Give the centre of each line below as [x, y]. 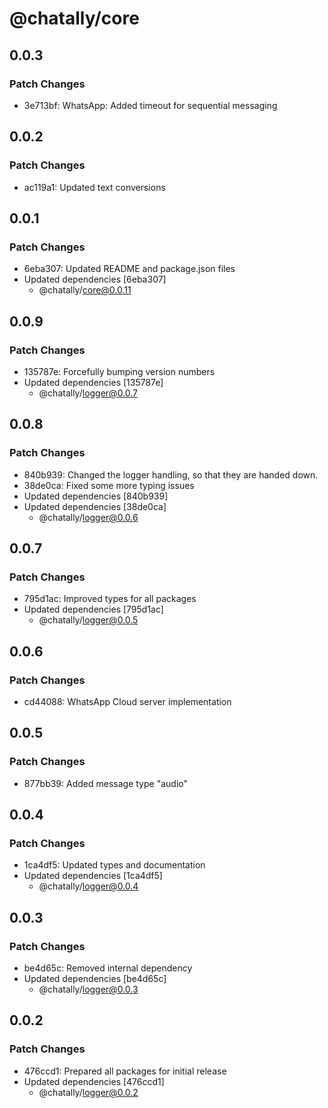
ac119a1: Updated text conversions [94, 187]
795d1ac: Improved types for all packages [110, 599]
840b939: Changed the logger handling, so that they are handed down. [171, 474]
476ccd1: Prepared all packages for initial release [125, 1071]
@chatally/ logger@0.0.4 [88, 886]
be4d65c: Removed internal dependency [108, 968]
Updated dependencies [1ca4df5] [93, 876]
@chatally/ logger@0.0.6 [88, 517]
